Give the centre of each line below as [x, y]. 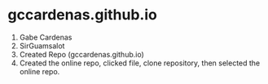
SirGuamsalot [42, 45]
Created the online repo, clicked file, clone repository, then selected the [140, 63]
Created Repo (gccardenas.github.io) [81, 54]
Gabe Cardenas [46, 37]
